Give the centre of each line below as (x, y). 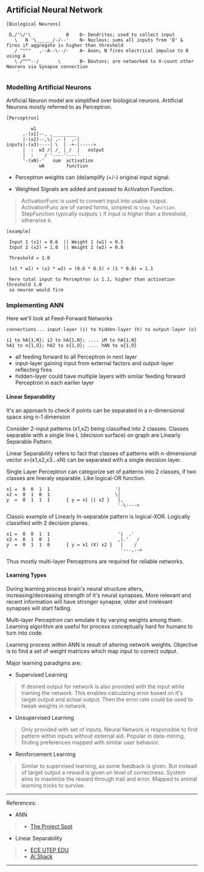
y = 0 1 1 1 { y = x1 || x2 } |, (65, 500)
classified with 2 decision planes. (48, 523)
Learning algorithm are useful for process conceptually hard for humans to (100, 626)
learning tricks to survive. (53, 785)
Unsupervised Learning (44, 717)
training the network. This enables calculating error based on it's (102, 692)
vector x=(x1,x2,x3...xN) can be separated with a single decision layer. (94, 459)
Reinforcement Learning (45, 754)
